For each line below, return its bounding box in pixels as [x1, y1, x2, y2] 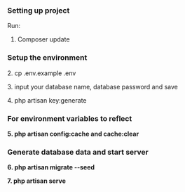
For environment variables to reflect [7, 113, 132, 123]
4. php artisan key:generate [7, 96, 87, 104]
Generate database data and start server [7, 147, 149, 157]
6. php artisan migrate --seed [7, 163, 95, 172]
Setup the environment [7, 53, 88, 63]
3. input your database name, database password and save [7, 82, 179, 91]
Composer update [17, 35, 70, 44]
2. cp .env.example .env [7, 69, 76, 77]
